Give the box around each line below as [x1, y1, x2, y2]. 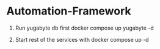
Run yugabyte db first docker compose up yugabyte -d [15, 24, 154, 31]
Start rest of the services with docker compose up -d [15, 36, 149, 43]
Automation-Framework [6, 4, 131, 18]
